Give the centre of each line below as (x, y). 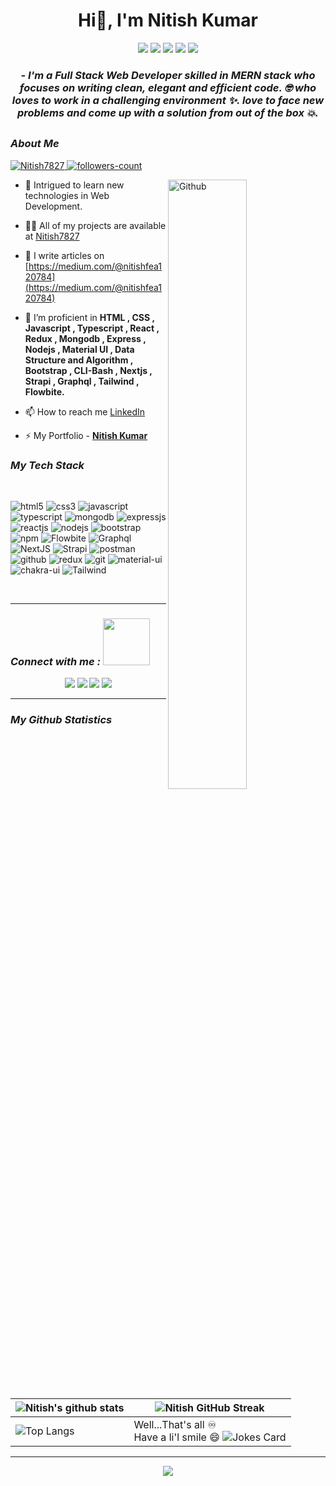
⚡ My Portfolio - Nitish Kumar (86, 435)
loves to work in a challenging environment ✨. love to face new (168, 100)
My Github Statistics (61, 720)
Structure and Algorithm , (79, 360)
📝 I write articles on (64, 255)
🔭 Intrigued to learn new (74, 185)
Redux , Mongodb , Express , (85, 338)
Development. (53, 206)
